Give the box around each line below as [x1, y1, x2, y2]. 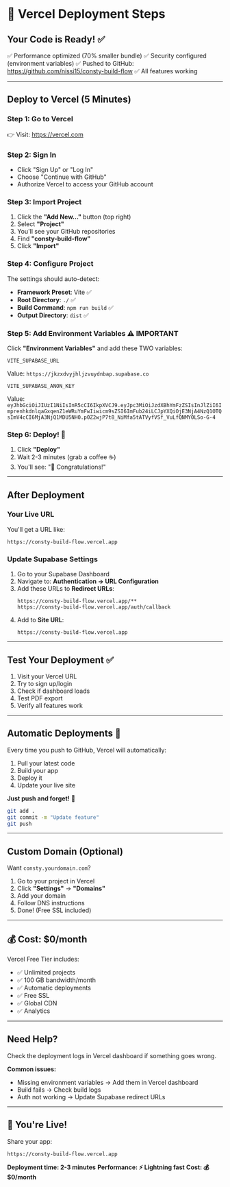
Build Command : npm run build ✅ [16, 303, 114, 311]
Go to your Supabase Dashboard [16, 570, 110, 578]
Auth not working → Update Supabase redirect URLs [16, 1092, 166, 1101]
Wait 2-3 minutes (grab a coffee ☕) [16, 453, 116, 461]
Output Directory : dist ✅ [16, 311, 89, 319]
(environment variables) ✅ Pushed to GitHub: [7, 60, 135, 67]
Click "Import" [16, 242, 60, 250]
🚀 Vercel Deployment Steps [7, 6, 166, 22]
